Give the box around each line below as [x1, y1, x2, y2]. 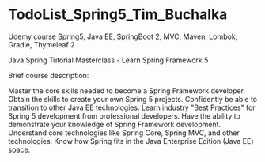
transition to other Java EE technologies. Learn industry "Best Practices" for [8, 103, 256, 112]
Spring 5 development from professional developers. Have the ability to [8, 111, 241, 120]
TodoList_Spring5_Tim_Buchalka [8, 6, 228, 24]
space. [8, 145, 31, 154]
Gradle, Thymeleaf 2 [8, 40, 75, 49]
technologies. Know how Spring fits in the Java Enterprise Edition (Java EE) [8, 136, 255, 145]
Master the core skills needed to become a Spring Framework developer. [8, 85, 245, 96]
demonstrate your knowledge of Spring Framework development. [8, 119, 221, 129]
